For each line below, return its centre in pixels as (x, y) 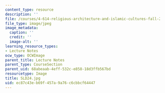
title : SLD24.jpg (23, 78)
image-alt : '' (24, 42)
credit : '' (21, 37)
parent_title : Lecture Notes (35, 60)
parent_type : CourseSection (34, 64)
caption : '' (22, 32)
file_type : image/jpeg (28, 23)
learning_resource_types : (31, 46)
